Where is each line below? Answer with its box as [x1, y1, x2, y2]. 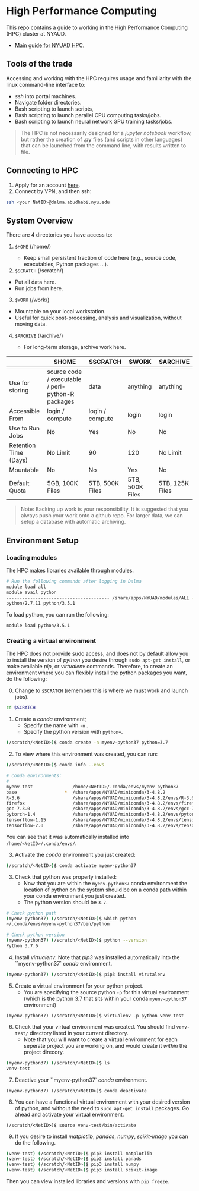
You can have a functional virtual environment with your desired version [14, 1098, 191, 1105]
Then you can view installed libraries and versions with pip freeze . [6, 1178, 170, 1185]
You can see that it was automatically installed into [6, 833, 129, 840]
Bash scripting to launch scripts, [14, 105, 94, 112]
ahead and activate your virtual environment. [14, 1111, 124, 1118]
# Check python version [6, 932, 65, 938]
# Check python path [6, 910, 57, 916]
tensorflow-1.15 [6, 817, 46, 823]
